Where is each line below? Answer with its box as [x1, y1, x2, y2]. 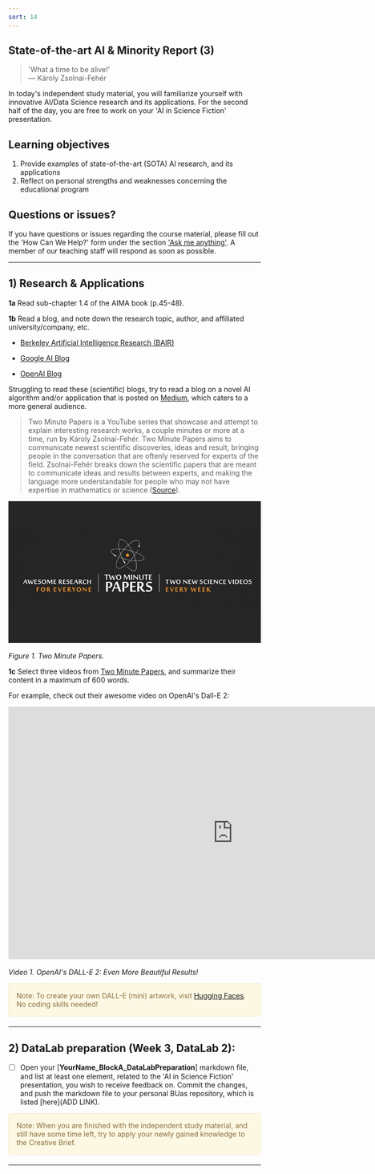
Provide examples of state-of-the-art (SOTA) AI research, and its [19, 159, 234, 168]
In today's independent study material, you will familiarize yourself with [8, 89, 243, 99]
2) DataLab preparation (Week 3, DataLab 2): [8, 1041, 236, 1055]
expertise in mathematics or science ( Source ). [27, 485, 181, 495]
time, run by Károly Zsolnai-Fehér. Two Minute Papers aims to [27, 434, 232, 443]
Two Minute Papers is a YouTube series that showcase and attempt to [27, 417, 259, 427]
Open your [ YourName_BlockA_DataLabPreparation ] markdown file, [19, 1063, 249, 1072]
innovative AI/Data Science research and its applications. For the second [8, 97, 248, 107]
